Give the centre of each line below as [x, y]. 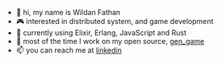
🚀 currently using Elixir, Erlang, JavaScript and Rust [101, 33]
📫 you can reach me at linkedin [69, 50]
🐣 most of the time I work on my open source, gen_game [110, 41]
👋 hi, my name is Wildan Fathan [68, 12]
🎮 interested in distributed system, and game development [115, 21]
